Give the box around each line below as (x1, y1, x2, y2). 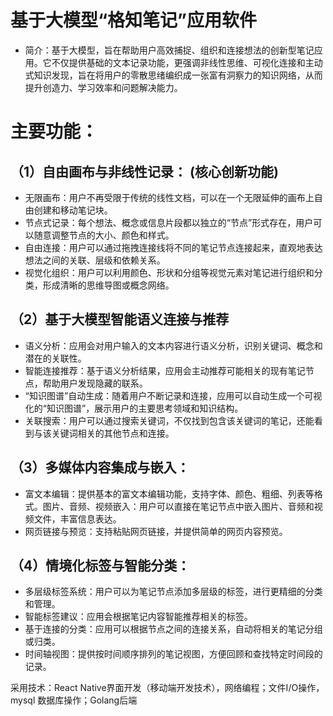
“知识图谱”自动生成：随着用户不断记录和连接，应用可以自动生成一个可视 (24, 389, 323, 401)
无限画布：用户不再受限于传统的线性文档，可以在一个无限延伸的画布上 (24, 191, 315, 203)
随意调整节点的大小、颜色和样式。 (33, 229, 175, 241)
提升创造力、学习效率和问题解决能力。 (24, 81, 183, 93)
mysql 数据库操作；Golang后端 (10, 694, 138, 706)
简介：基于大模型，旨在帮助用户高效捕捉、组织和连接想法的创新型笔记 (24, 44, 315, 56)
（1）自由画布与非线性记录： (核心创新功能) (10, 163, 279, 180)
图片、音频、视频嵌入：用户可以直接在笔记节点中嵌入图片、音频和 (42, 500, 315, 512)
